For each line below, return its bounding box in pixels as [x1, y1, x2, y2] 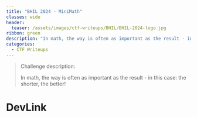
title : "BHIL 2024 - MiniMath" [6, 8, 83, 15]
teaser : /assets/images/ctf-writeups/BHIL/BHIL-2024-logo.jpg [11, 25, 167, 31]
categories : [6, 42, 35, 47]
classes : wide [6, 14, 41, 20]
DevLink [6, 101, 47, 114]
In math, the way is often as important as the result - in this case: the [20, 74, 186, 81]
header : [6, 19, 25, 25]
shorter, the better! [20, 80, 66, 87]
